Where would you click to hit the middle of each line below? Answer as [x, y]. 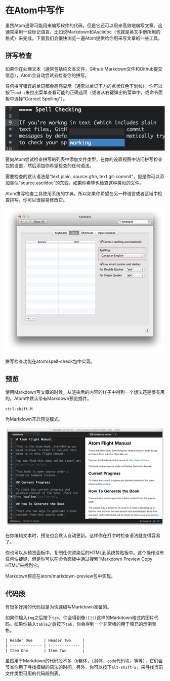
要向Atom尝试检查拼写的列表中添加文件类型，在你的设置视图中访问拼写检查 [84, 159]
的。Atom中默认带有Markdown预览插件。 [49, 398]
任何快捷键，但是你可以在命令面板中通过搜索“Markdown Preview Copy [79, 559]
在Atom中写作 [35, 10]
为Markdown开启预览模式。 [34, 419]
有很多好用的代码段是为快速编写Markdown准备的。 [58, 607]
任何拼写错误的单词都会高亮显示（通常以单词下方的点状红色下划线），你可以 [84, 86]
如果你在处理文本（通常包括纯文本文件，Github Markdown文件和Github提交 [84, 69]
